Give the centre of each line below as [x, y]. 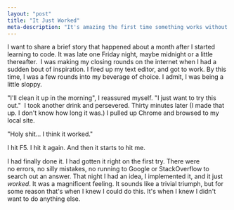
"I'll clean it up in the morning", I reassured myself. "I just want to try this [112, 98]
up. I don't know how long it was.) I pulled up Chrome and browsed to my [113, 113]
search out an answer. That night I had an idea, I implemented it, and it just [115, 176]
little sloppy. [25, 85]
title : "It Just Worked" [44, 20]
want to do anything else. [44, 199]
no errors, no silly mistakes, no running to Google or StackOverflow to [108, 169]
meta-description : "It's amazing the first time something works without [118, 27]
